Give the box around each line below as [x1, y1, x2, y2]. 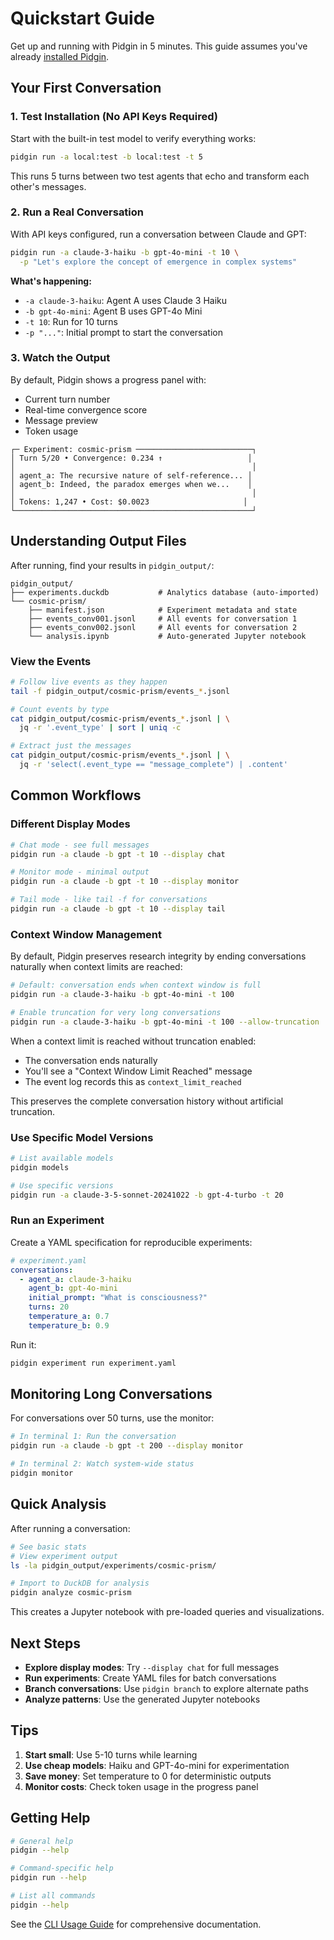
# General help [10, 1836, 74, 1846]
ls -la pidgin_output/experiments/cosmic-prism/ [10, 1560, 217, 1571]
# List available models [10, 1153, 114, 1163]
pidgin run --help [10, 1873, 87, 1883]
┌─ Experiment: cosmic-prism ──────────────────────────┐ [10, 444, 257, 454]
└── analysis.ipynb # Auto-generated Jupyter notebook [28, 631, 307, 641]
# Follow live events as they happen [10, 677, 168, 687]
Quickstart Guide [10, 7, 156, 30]
